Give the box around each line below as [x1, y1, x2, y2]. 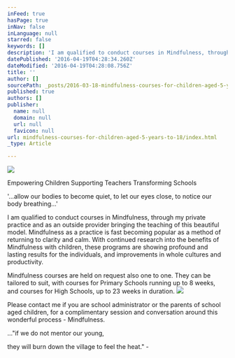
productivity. [7, 258, 44, 266]
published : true [7, 88, 55, 95]
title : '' [7, 69, 36, 76]
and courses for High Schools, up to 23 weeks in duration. [7, 287, 175, 296]
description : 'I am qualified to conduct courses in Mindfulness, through [7, 50, 230, 57]
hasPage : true [7, 17, 49, 24]
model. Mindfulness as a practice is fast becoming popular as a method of [7, 228, 222, 236]
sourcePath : [7, 82, 42, 89]
